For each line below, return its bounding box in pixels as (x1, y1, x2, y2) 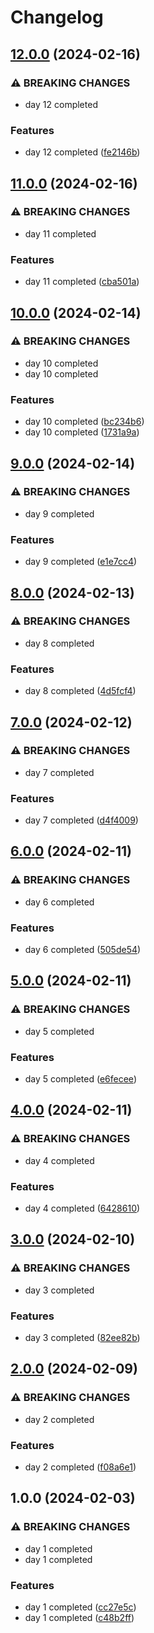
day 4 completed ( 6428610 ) (24, 1202, 141, 1215)
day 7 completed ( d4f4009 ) (24, 814, 139, 826)
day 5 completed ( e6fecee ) (24, 1073, 137, 1085)
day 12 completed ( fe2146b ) (24, 146, 141, 158)
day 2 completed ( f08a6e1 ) (24, 1461, 137, 1473)
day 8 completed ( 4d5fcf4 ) (24, 685, 137, 697)
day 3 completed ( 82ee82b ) (24, 1332, 141, 1344)
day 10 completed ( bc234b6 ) (24, 416, 145, 428)
